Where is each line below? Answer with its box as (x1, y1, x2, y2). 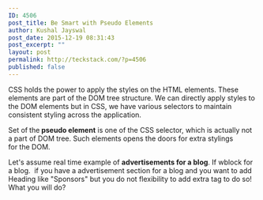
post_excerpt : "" (8, 41, 66, 49)
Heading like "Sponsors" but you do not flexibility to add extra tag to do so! (8, 174, 253, 183)
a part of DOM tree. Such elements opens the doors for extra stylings (8, 134, 234, 143)
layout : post (8, 48, 51, 56)
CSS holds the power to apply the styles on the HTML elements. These (8, 85, 239, 94)
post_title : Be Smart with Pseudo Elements (8, 19, 154, 27)
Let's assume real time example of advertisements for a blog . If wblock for (8, 157, 254, 167)
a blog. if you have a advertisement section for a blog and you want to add (8, 165, 253, 175)
